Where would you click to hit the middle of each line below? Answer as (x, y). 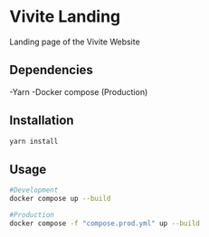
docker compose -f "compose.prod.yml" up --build (105, 223)
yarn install (34, 141)
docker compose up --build (60, 199)
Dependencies (51, 70)
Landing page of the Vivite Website (75, 42)
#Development (34, 190)
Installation (42, 121)
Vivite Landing (65, 17)
